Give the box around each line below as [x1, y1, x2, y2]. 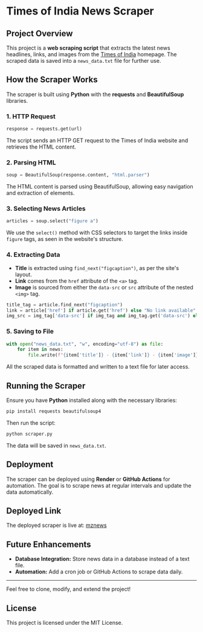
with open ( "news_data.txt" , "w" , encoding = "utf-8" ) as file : [6, 341, 164, 347]
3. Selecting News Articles [6, 204, 86, 213]
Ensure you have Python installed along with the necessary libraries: [6, 396, 177, 404]
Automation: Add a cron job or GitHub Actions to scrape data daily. [14, 568, 183, 575]
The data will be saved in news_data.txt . [6, 442, 107, 449]
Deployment [6, 459, 54, 469]
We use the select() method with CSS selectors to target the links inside [6, 229, 188, 236]
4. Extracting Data [6, 251, 60, 259]
